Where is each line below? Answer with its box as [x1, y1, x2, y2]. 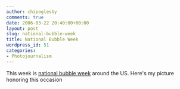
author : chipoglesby [6, 8, 58, 15]
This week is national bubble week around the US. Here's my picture [6, 69, 175, 76]
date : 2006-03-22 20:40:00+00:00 [6, 20, 89, 26]
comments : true [6, 14, 44, 20]
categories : [6, 48, 36, 54]
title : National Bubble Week [6, 36, 79, 42]
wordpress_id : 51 [6, 42, 49, 48]
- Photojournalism [6, 53, 52, 59]
